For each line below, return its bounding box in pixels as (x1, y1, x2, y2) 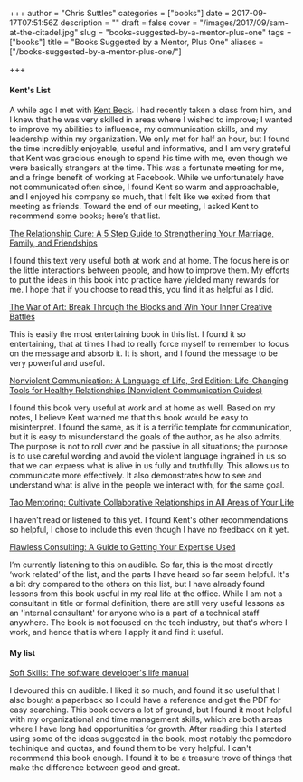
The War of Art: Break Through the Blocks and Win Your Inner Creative (9, 302, 273, 313)
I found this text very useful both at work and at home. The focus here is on (9, 256, 290, 266)
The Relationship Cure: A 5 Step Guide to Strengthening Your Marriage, (9, 228, 274, 239)
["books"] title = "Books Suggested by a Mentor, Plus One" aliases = (9, 36, 264, 47)
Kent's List (9, 84, 52, 95)
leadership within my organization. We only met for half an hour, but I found (9, 133, 290, 144)
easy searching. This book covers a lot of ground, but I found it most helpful (9, 704, 292, 715)
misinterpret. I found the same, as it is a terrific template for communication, (9, 421, 292, 433)
